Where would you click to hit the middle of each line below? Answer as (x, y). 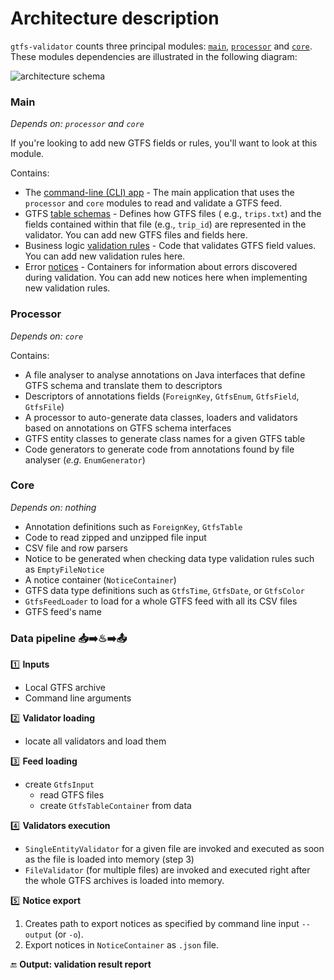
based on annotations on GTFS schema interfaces (128, 428)
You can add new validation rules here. (105, 256)
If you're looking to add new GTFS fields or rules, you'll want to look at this (164, 143)
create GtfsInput (59, 784)
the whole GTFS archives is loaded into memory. (124, 881)
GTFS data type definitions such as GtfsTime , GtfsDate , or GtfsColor (164, 590)
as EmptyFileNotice (64, 569)
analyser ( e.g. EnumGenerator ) (85, 459)
